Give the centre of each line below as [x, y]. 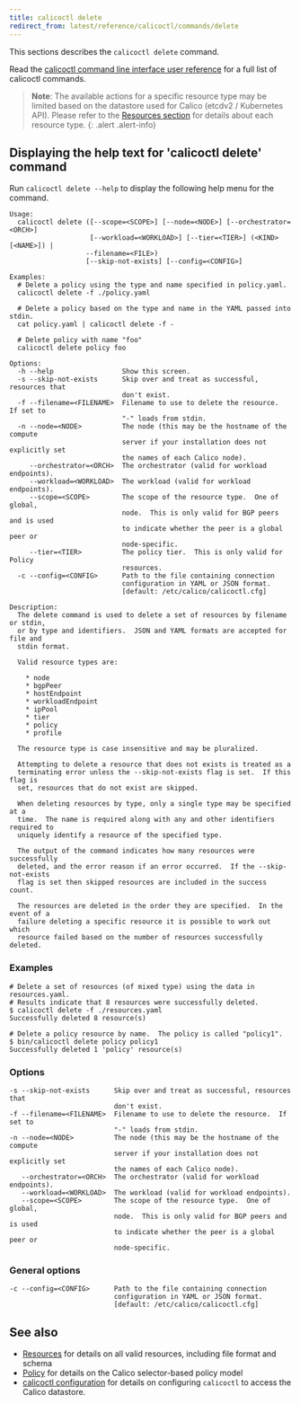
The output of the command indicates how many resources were [136, 851]
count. [22, 890]
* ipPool [42, 710]
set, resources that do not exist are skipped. [108, 788]
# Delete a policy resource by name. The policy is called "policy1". [146, 1034]
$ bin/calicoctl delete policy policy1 [84, 1042]
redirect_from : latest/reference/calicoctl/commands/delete [124, 26]
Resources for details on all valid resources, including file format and [149, 1354]
